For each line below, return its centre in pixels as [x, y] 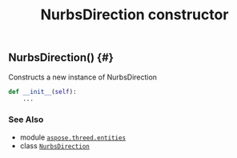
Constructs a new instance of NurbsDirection [83, 77]
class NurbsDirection [54, 145]
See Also [26, 120]
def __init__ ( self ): [43, 91]
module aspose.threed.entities [73, 137]
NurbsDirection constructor [135, 15]
